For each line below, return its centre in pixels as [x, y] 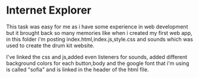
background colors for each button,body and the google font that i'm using [98, 63]
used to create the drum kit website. [50, 45]
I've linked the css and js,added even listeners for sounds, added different [97, 57]
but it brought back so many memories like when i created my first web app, [99, 32]
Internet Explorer [49, 10]
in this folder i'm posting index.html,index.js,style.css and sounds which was [99, 39]
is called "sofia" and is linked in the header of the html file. [78, 69]
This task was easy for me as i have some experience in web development [97, 27]
